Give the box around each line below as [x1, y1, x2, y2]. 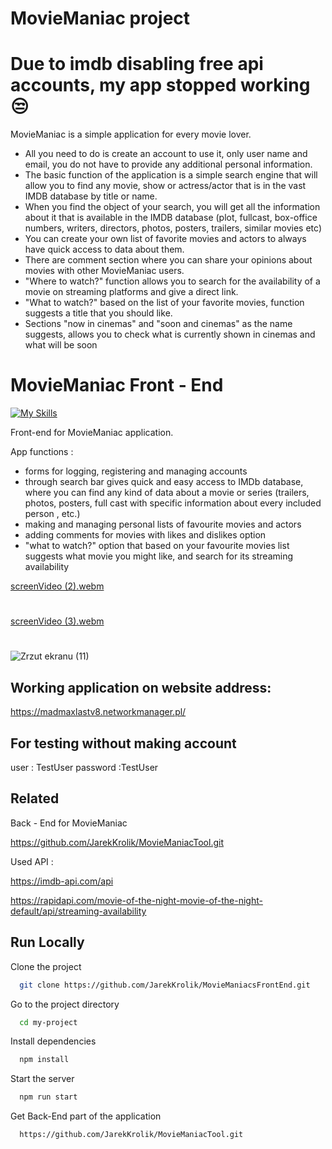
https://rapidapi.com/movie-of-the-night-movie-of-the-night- [10, 894, 263, 906]
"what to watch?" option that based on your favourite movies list [24, 540, 290, 552]
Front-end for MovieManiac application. [10, 427, 174, 439]
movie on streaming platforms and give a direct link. [24, 286, 239, 298]
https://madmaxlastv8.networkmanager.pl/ [10, 706, 187, 718]
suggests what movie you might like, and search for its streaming [24, 550, 293, 562]
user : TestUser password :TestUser [10, 762, 159, 774]
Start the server [10, 1073, 75, 1085]
